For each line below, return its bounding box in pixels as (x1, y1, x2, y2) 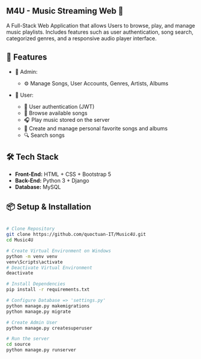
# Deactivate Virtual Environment (6, 265, 93, 271)
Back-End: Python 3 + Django (14, 177, 89, 184)
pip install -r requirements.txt (6, 286, 90, 293)
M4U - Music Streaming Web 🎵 (6, 6, 124, 16)
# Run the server (6, 336, 50, 342)
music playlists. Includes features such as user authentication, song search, (6, 28, 194, 35)
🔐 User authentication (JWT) (23, 103, 95, 110)
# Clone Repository (6, 226, 55, 232)
